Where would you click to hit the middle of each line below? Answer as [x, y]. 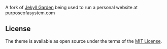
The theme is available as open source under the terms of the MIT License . [84, 41]
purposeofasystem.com [30, 13]
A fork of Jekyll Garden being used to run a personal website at [72, 7]
